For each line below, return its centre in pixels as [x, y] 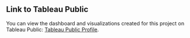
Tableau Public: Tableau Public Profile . [53, 29]
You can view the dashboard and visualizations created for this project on [95, 23]
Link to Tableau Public [47, 9]
